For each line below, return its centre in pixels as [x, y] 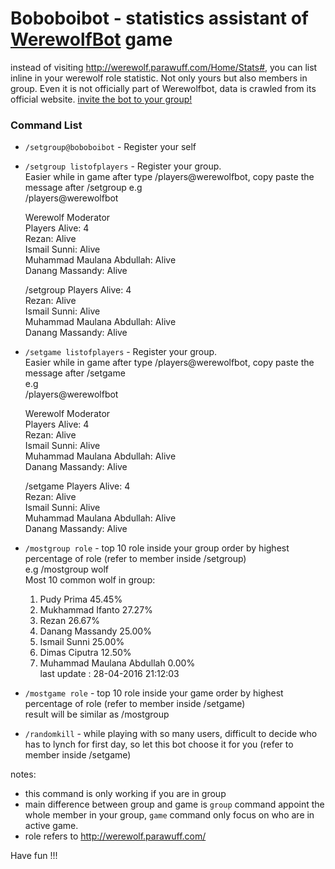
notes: [23, 774]
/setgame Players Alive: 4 [77, 486]
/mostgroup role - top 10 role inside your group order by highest [157, 548]
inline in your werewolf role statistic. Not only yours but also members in [159, 78]
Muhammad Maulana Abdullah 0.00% [117, 663]
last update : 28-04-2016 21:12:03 [109, 674]
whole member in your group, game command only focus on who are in [169, 815]
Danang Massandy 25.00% [95, 631]
